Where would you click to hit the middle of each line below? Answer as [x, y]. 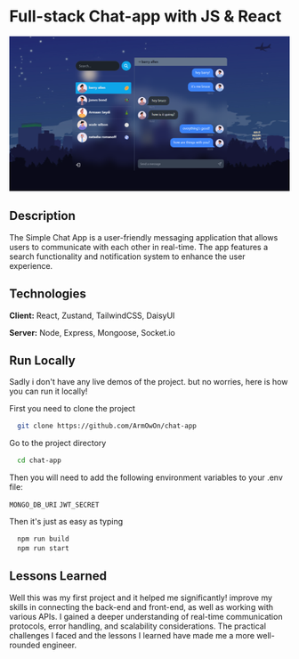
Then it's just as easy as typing [66, 522]
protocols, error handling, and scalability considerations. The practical [138, 626]
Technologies [48, 294]
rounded [25, 645]
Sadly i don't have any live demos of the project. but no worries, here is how [149, 382]
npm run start [43, 549]
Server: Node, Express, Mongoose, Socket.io [92, 332]
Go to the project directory [58, 443]
